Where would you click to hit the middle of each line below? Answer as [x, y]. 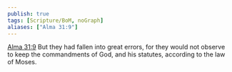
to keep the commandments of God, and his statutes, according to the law [116, 54]
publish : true [29, 14]
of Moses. [22, 62]
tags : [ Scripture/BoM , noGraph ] [55, 20]
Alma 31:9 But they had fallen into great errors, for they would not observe [116, 47]
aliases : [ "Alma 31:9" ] [43, 27]
